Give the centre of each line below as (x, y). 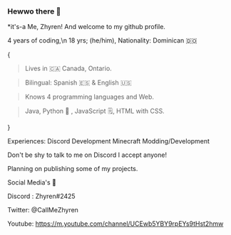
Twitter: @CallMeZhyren (43, 210)
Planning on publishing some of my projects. (73, 169)
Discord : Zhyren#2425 (42, 196)
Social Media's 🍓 (32, 182)
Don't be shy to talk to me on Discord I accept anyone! (87, 155)
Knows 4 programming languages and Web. (89, 97)
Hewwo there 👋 (34, 11)
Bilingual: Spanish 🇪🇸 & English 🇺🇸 (78, 83)
